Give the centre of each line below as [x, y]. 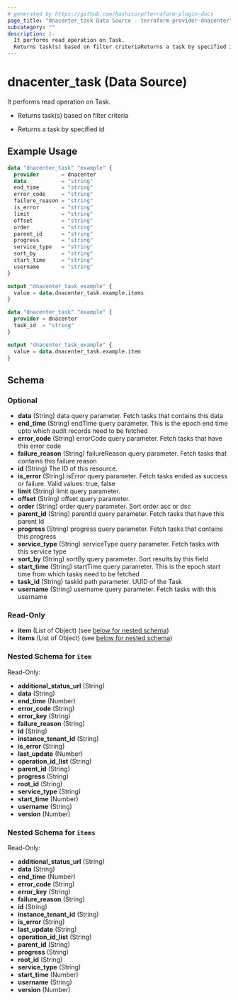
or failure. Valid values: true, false [66, 484]
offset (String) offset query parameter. [74, 499]
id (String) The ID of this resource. [68, 468]
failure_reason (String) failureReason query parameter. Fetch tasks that [122, 454]
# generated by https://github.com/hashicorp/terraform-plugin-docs [110, 14]
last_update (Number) [50, 754]
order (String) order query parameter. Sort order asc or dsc [104, 506]
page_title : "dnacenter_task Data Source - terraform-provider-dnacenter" [120, 21]
